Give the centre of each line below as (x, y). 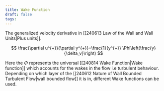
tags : (11, 19)
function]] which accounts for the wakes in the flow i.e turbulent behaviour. (82, 68)
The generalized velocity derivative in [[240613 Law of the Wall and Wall (79, 33)
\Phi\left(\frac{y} (139, 48)
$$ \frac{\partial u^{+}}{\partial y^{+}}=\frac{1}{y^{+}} (66, 48)
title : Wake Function (28, 10)
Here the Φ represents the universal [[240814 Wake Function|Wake (74, 63)
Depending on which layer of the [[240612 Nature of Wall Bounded (73, 74)
